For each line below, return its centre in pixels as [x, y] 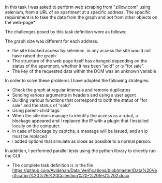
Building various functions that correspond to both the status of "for [80, 100]
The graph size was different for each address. [52, 41]
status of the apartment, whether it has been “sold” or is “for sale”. [78, 66]
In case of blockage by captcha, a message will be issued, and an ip [80, 131]
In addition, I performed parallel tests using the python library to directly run [81, 151]
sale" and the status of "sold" [41, 105]
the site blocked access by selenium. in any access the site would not [81, 51]
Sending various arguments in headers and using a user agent [74, 95]
